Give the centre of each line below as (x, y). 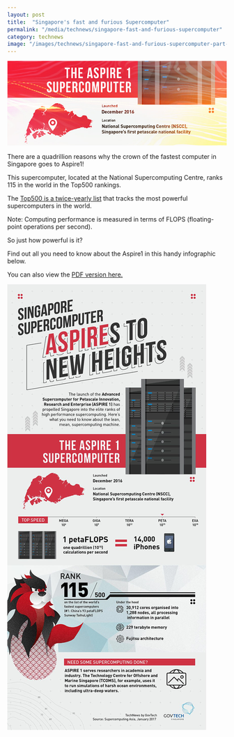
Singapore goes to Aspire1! (46, 164)
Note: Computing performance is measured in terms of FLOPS (96, 219)
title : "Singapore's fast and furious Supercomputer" (88, 22)
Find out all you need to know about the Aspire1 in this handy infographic (111, 254)
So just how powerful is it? (45, 240)
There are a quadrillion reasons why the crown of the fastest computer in (112, 156)
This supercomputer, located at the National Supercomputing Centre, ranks (115, 177)
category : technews (36, 37)
